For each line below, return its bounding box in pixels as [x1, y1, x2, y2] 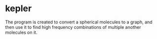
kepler [5, 3, 32, 14]
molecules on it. [5, 29, 38, 35]
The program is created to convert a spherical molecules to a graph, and [5, 19, 153, 25]
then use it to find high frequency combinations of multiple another [5, 24, 141, 30]
